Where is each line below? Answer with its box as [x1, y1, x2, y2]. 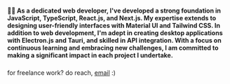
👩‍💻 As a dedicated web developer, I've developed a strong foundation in [7, 6, 221, 15]
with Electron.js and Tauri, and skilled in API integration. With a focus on [7, 36, 222, 44]
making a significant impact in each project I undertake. [7, 50, 173, 59]
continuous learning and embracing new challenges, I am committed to [7, 43, 219, 52]
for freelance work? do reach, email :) [7, 68, 116, 77]
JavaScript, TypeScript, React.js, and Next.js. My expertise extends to [7, 13, 217, 22]
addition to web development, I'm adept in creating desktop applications [7, 29, 223, 37]
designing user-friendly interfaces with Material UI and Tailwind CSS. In [7, 21, 221, 29]
